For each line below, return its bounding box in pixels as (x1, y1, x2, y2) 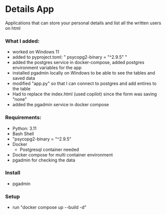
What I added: (5, 37, 40, 44)
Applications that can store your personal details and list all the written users (5, 20, 162, 26)
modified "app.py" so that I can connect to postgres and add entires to (12, 80, 157, 86)
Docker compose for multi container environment (12, 151, 113, 157)
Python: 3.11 (12, 125, 37, 131)
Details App (5, 3, 55, 15)
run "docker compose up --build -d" (12, 205, 87, 211)
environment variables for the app (12, 65, 82, 71)
